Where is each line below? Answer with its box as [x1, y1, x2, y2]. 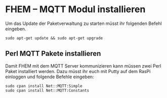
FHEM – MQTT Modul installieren [5, 4, 146, 15]
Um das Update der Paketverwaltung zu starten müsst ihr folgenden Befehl [5, 20, 162, 26]
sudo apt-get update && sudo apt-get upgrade [5, 36, 103, 41]
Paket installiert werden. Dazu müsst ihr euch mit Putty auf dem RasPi [5, 68, 151, 74]
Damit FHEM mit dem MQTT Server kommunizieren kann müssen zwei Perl [5, 62, 161, 69]
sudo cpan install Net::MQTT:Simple [5, 83, 82, 88]
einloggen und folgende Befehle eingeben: [5, 74, 95, 80]
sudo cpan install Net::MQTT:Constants [5, 88, 90, 93]
